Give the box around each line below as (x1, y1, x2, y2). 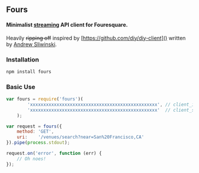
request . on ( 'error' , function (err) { (6, 151, 102, 156)
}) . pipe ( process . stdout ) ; (6, 140, 70, 146)
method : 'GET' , (17, 129, 54, 135)
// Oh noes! (17, 156, 46, 162)
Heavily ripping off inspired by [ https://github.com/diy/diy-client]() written (6, 34, 186, 41)
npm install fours (6, 68, 52, 74)
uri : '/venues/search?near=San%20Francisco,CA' (17, 134, 145, 141)
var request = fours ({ (6, 123, 62, 129)
